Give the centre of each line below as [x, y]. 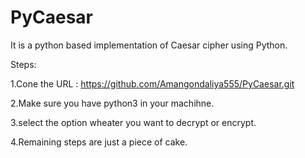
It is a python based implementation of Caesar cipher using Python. [149, 45]
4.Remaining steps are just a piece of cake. [99, 142]
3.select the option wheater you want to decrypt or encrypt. [133, 122]
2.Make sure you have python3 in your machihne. [112, 103]
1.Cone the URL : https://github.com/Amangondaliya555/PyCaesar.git [152, 83]
